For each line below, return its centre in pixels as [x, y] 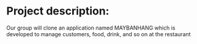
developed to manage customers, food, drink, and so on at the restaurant [98, 34]
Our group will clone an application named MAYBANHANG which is [91, 28]
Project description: [58, 11]
